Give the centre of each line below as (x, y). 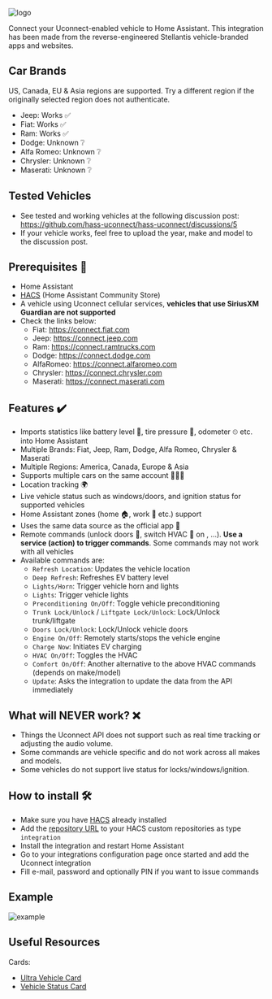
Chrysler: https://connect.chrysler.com (97, 373)
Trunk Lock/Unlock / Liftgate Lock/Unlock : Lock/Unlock (126, 612)
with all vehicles (47, 552)
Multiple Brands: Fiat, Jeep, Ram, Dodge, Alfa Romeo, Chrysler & (128, 450)
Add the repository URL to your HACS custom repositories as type (131, 828)
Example (31, 897)
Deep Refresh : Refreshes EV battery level (100, 578)
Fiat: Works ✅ (43, 124)
